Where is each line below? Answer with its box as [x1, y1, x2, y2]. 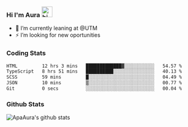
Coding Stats [6, 49, 46, 57]
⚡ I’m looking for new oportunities [15, 31, 101, 39]
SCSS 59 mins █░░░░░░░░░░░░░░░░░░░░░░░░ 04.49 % [6, 74, 182, 81]
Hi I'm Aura [6, 10, 40, 19]
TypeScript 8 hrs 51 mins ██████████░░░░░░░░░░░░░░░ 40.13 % [6, 68, 182, 74]
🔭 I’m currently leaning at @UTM [15, 24, 98, 32]
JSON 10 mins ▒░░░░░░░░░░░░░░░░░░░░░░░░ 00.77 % [6, 80, 182, 86]
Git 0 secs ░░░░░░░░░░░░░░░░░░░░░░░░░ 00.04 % [6, 85, 182, 92]
